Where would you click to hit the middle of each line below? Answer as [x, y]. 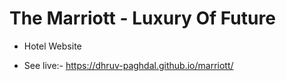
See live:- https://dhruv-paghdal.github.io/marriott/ [128, 65]
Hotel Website [52, 46]
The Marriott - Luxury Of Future [142, 18]
